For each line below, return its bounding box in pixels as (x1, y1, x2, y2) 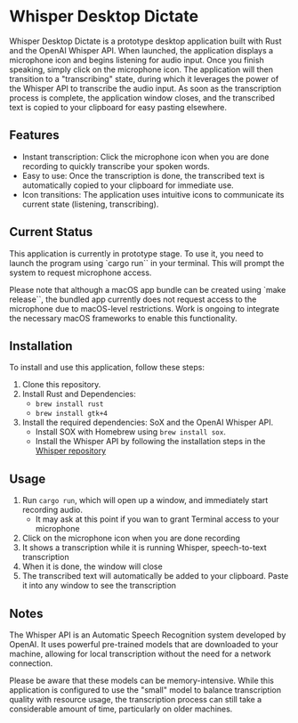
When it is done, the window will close (21, 561, 163, 572)
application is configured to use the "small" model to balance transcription (9, 685, 282, 695)
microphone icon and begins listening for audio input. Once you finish (9, 54, 264, 65)
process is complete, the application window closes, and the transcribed (9, 92, 276, 103)
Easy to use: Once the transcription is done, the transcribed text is (21, 170, 265, 181)
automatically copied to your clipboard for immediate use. (21, 180, 234, 191)
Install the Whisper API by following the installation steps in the (35, 436, 266, 447)
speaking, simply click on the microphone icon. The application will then (9, 64, 274, 75)
